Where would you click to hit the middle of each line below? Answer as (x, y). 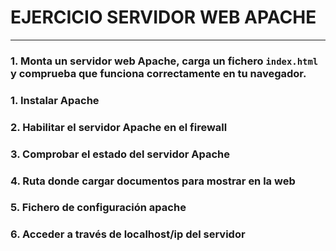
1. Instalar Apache (55, 100)
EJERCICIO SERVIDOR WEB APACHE (163, 17)
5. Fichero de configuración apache (98, 208)
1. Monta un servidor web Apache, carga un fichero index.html (164, 61)
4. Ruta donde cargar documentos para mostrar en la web (153, 181)
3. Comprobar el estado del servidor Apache (120, 154)
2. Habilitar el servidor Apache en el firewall (119, 127)
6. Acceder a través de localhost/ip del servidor (128, 234)
